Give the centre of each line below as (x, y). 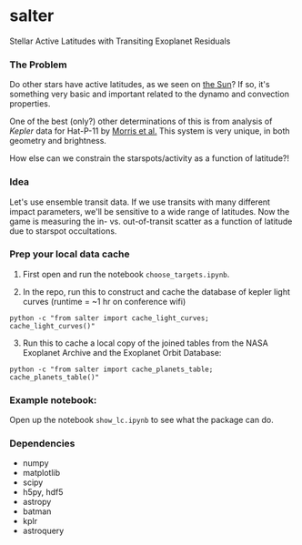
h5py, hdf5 (43, 492)
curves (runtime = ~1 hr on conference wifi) (104, 301)
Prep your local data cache (70, 254)
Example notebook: (53, 399)
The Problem (39, 65)
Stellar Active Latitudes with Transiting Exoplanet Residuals (120, 41)
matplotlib (41, 473)
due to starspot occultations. (63, 231)
